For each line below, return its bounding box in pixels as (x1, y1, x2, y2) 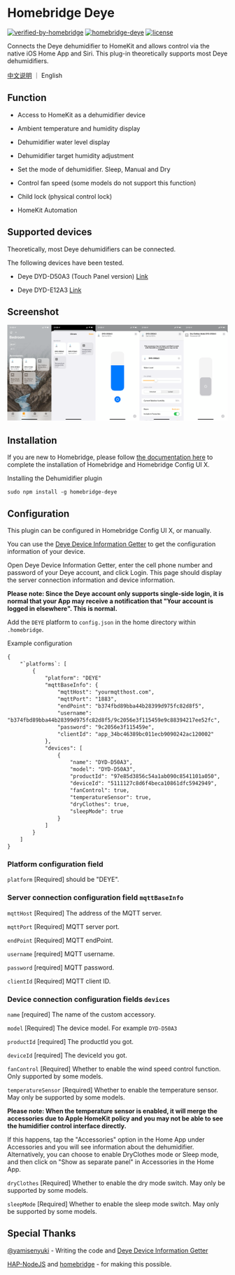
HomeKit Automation (17, 206, 78, 214)
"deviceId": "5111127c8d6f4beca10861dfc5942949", (69, 780, 218, 787)
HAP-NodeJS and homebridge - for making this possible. (7, 1260, 172, 1268)
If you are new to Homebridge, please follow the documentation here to (7, 453, 213, 461)
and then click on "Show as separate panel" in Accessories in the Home (7, 1157, 215, 1166)
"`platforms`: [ (20, 661, 68, 668)
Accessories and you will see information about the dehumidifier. (7, 1142, 194, 1151)
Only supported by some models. (7, 1072, 104, 1081)
